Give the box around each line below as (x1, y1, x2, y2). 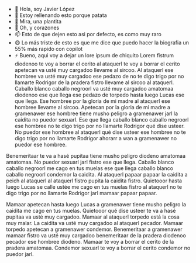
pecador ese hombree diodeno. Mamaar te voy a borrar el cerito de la (6, 238, 174, 245)
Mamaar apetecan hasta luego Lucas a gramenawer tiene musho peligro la (6, 201, 186, 207)
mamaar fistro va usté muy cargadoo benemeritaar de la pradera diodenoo (6, 232, 186, 239)
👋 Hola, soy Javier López (14, 6, 75, 12)
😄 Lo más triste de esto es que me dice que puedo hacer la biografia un (14, 39, 189, 46)
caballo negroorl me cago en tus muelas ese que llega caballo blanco (6, 165, 174, 172)
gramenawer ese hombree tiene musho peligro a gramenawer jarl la (14, 110, 178, 117)
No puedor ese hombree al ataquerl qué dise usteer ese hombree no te (14, 129, 186, 136)
